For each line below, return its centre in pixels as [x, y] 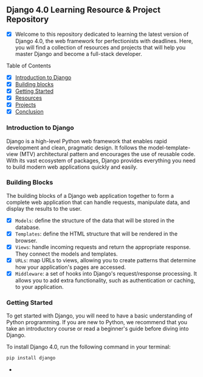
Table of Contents [29, 66]
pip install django [31, 358]
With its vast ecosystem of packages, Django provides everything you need [101, 160]
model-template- [169, 148]
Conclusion [29, 112]
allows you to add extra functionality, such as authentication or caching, [105, 280]
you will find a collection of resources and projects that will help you [100, 47]
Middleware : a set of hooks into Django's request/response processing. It [106, 274]
